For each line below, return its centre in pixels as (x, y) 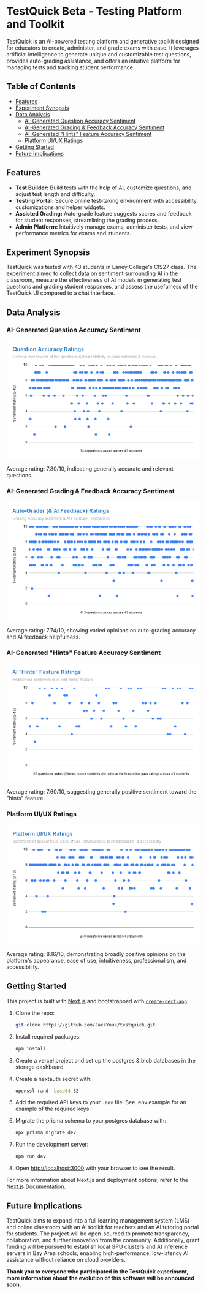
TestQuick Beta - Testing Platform (94, 11)
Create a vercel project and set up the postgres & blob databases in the (105, 1060)
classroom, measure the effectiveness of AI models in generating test (94, 280)
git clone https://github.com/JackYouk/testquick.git (85, 1025)
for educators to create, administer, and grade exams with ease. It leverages (103, 48)
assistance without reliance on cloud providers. (66, 1260)
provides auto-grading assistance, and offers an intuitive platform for (93, 61)
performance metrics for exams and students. (73, 233)
